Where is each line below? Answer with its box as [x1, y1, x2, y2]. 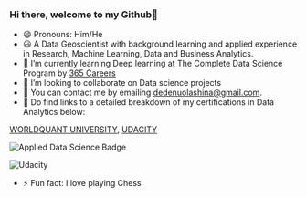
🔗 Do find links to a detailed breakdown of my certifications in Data [22, 97, 275, 108]
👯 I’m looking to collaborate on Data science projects [22, 78, 222, 88]
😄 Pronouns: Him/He [22, 29, 103, 40]
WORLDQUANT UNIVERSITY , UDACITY [9, 124, 158, 135]
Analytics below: [22, 107, 86, 118]
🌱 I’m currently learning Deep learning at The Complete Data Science [22, 58, 283, 69]
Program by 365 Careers [22, 67, 116, 78]
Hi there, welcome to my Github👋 [9, 8, 158, 21]
